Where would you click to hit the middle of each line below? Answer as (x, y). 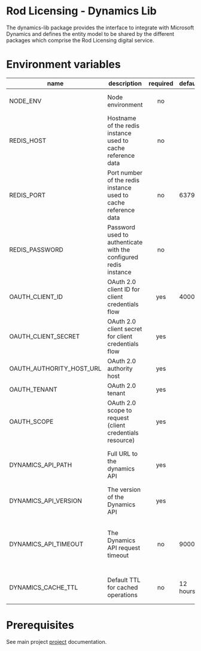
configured (123, 257)
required (161, 83)
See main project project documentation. (57, 641)
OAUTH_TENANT (33, 389)
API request (124, 548)
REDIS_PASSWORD (36, 249)
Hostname (122, 118)
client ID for (124, 289)
